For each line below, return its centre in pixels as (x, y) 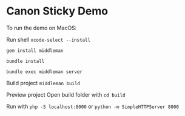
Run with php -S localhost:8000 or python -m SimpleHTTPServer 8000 (92, 106)
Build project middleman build (43, 83)
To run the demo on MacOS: (42, 28)
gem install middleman (35, 50)
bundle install (25, 61)
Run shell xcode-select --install (49, 39)
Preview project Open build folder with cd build (66, 94)
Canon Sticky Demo (57, 11)
